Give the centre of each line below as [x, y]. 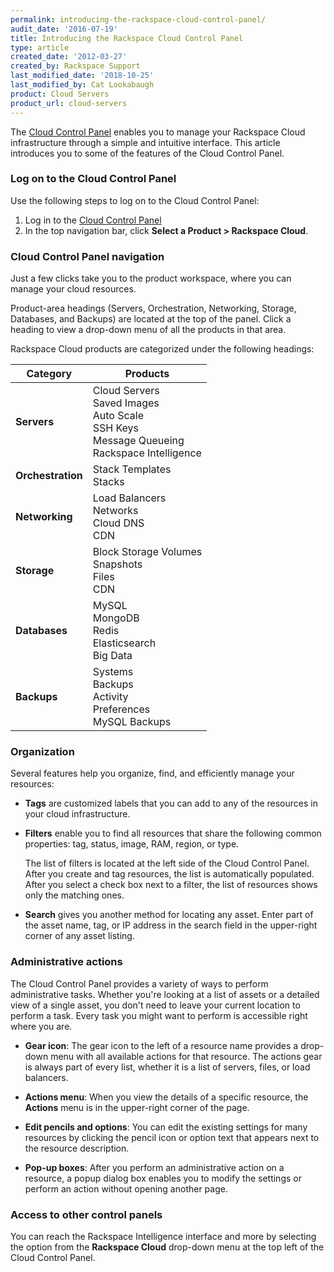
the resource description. [77, 1148]
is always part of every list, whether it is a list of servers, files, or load [167, 1067]
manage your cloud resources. [73, 289]
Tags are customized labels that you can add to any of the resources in [171, 803]
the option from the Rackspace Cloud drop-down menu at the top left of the [167, 1247]
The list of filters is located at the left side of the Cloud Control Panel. [167, 863]
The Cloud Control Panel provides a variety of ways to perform [139, 983]
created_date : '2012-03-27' [69, 57]
